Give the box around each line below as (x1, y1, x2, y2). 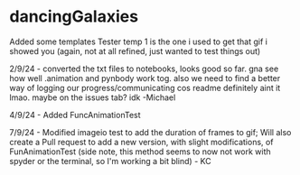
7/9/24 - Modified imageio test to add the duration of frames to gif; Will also (9, 126, 292, 137)
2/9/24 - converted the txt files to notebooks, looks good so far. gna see (9, 63, 279, 74)
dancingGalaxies (9, 6, 138, 27)
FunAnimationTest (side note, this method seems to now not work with (9, 146, 271, 157)
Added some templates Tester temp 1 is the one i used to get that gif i (9, 36, 268, 47)
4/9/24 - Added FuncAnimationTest (9, 109, 142, 120)
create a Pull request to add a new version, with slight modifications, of (9, 136, 274, 147)
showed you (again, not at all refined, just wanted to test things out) (9, 45, 261, 56)
